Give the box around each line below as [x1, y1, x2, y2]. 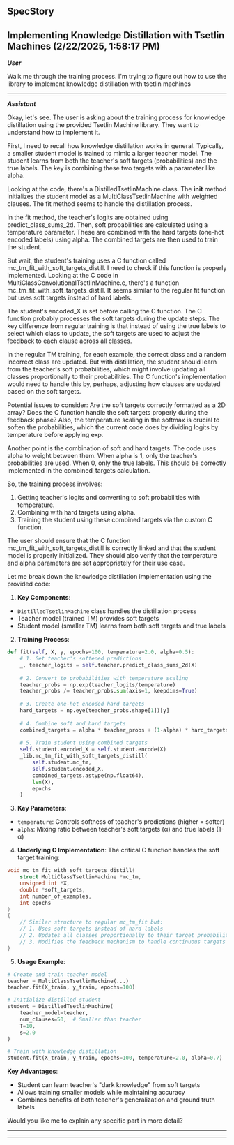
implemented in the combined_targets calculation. [7, 466, 150, 475]
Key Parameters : [17, 804, 67, 813]
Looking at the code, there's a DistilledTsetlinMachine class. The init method [7, 185, 227, 193]
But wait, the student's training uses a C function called [7, 256, 166, 265]
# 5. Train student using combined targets [19, 739, 148, 746]
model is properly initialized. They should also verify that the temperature [7, 552, 217, 560]
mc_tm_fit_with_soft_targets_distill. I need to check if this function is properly [7, 264, 227, 272]
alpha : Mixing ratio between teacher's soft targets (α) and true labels [17, 825, 215, 834]
